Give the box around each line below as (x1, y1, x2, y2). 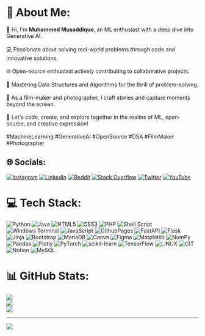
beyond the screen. (6, 100, 56, 108)
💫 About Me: (6, 6, 71, 20)
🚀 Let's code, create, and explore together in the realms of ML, (6, 113, 164, 121)
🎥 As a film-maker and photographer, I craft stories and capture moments (6, 94, 191, 101)
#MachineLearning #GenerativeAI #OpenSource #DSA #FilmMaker (6, 133, 174, 140)
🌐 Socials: (6, 157, 46, 168)
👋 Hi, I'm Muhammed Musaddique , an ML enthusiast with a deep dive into (6, 26, 194, 33)
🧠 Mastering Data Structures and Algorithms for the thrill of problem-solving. (6, 81, 199, 88)
